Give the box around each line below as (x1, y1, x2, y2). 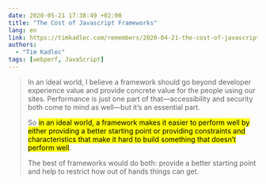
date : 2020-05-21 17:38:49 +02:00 (8, 11, 123, 20)
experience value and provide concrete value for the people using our (27, 85, 256, 95)
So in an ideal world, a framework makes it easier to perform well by (27, 118, 250, 127)
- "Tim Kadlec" (15, 48, 66, 56)
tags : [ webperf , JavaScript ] (8, 56, 104, 64)
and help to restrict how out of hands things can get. (27, 167, 199, 176)
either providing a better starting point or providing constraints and (27, 126, 245, 135)
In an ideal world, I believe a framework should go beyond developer (27, 77, 252, 87)
